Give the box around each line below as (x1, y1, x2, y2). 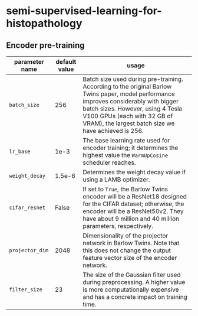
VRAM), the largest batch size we (82, 119, 175, 128)
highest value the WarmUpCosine (82, 151, 169, 159)
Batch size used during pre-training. (82, 75, 184, 83)
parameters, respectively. (82, 222, 153, 230)
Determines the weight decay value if (82, 168, 186, 176)
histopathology (6, 17, 82, 30)
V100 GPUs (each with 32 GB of (82, 112, 173, 120)
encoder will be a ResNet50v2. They (82, 207, 184, 215)
